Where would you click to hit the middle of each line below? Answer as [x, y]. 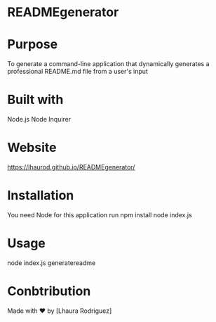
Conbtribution [49, 291]
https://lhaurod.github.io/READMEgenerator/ [71, 167]
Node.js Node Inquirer [39, 120]
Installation [41, 196]
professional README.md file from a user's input [78, 72]
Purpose [33, 45]
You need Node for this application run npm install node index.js [100, 214]
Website [32, 148]
